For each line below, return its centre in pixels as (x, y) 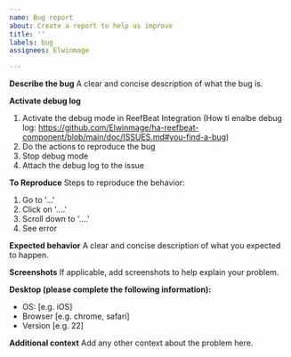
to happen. (29, 256)
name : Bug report (41, 17)
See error (40, 229)
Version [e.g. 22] (53, 326)
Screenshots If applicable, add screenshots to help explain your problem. (144, 272)
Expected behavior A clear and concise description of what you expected (145, 246)
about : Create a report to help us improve (91, 26)
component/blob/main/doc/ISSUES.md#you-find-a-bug (124, 137)
